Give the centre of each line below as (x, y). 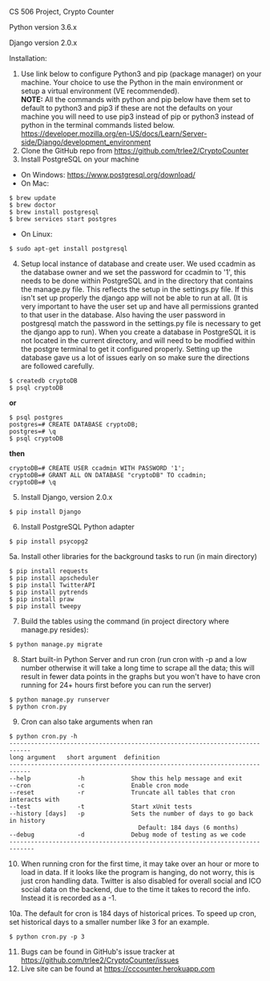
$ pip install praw (42, 599)
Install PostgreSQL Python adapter (78, 527)
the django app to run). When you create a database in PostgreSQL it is (138, 332)
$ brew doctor (33, 205)
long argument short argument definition (85, 758)
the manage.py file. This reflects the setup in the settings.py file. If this (137, 289)
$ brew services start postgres (63, 219)
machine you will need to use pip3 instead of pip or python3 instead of (137, 116)
